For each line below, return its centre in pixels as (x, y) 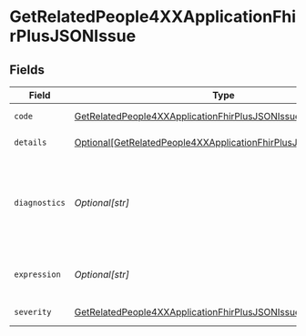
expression (37, 275)
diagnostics (40, 203)
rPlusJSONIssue (73, 36)
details (31, 143)
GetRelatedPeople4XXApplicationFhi (153, 17)
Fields (27, 70)
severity (33, 312)
